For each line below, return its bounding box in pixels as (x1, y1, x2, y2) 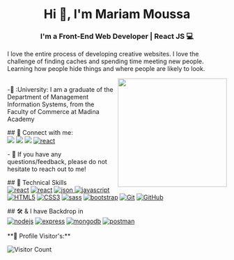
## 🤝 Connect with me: (7, 129, 73, 137)
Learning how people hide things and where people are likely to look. (7, 65, 205, 73)
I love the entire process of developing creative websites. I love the (7, 50, 200, 58)
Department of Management (7, 93, 89, 101)
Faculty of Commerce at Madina (7, 108, 100, 116)
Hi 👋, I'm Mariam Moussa (43, 6, 191, 22)
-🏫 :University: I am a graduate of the (7, 86, 114, 94)
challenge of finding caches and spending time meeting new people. (7, 57, 204, 65)
